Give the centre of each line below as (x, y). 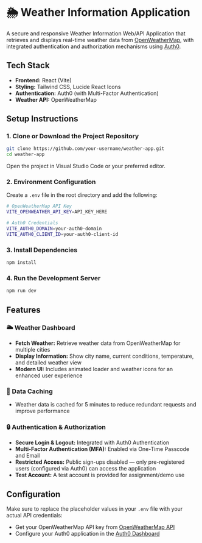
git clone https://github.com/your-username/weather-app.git (85, 149)
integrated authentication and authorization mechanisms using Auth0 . (94, 46)
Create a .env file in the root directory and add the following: (82, 195)
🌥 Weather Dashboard (41, 327)
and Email (27, 456)
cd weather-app (26, 154)
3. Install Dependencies (42, 250)
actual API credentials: (34, 516)
